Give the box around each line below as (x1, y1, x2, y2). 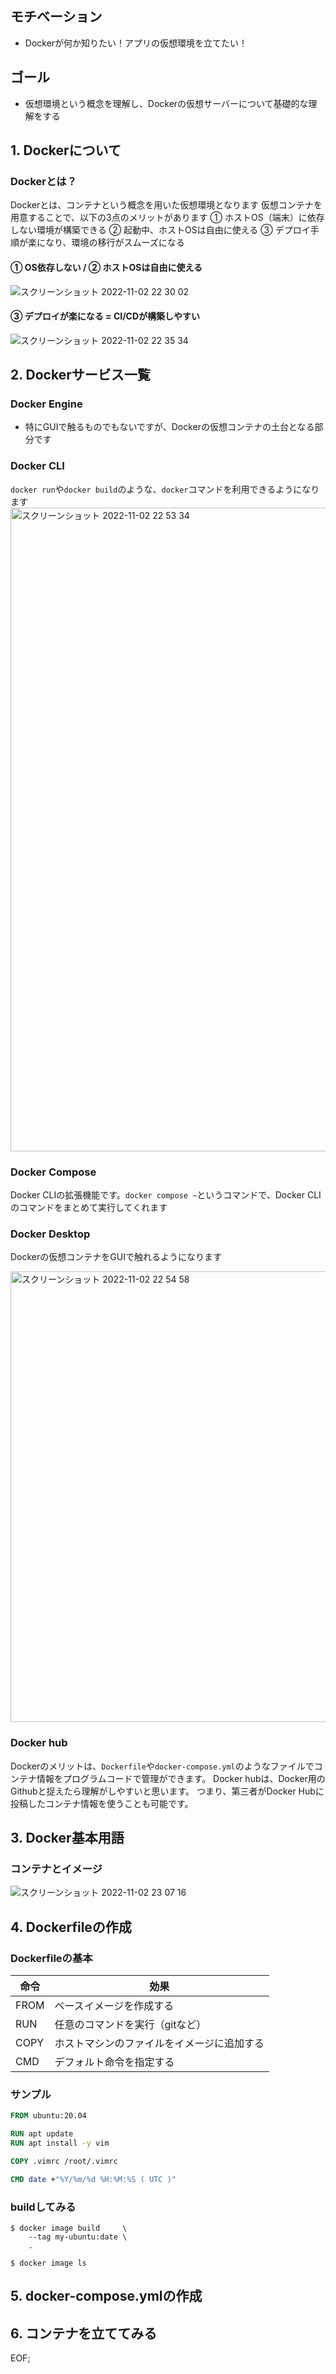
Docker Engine (10, 397, 83, 411)
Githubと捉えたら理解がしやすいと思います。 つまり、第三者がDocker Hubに (10, 1785, 325, 1797)
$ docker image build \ (10, 2223, 128, 2233)
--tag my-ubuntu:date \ (28, 2232, 128, 2242)
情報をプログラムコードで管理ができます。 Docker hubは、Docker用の (36, 1772, 326, 1784)
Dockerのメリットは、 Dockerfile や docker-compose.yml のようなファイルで (10, 1760, 315, 1772)
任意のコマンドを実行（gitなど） (54, 2017, 207, 2031)
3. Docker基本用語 (10, 1829, 125, 1846)
